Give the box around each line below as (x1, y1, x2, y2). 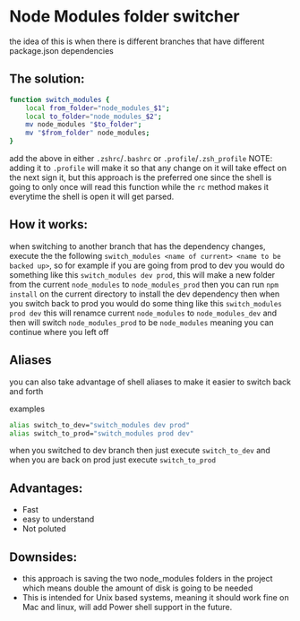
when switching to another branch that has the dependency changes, (9, 240, 266, 252)
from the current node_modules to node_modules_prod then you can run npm (9, 279, 279, 289)
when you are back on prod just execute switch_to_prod (9, 454, 217, 465)
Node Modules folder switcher (9, 6, 240, 27)
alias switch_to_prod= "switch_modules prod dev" (9, 428, 194, 438)
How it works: (9, 217, 88, 232)
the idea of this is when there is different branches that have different (9, 36, 265, 47)
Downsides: (9, 549, 78, 565)
